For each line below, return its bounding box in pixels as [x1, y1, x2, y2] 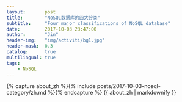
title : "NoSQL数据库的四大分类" [6, 15, 101, 21]
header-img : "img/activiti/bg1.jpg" [6, 37, 105, 43]
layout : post [6, 9, 56, 15]
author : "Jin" [6, 32, 59, 38]
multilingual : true [6, 54, 56, 60]
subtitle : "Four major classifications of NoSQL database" [6, 20, 171, 26]
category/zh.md [6, 89, 47, 97]
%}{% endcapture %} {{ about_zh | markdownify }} [48, 89, 177, 97]
